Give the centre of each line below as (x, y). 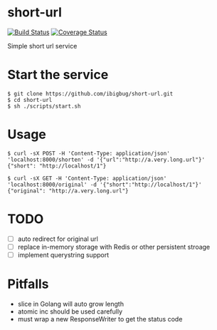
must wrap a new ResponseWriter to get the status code (100, 319)
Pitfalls (28, 284)
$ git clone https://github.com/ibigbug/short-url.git (90, 93)
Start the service (58, 75)
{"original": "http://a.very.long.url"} (68, 191)
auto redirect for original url (58, 239)
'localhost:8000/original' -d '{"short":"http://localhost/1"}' (105, 185)
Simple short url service (42, 46)
